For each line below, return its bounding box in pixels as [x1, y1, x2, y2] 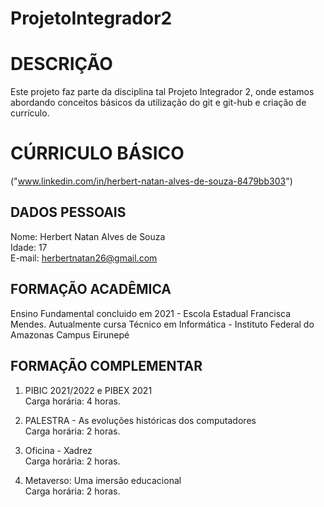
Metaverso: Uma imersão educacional [24, 474, 182, 486]
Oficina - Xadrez [24, 444, 93, 456]
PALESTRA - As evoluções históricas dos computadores [24, 414, 257, 426]
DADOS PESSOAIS [10, 204, 127, 221]
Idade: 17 [10, 241, 48, 253]
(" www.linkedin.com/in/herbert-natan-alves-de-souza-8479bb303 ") [10, 175, 293, 187]
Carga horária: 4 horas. [24, 395, 121, 407]
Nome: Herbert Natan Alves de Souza [10, 230, 166, 242]
